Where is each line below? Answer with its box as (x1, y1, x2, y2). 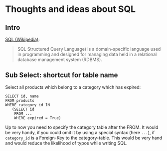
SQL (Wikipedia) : (5, 36, 40, 42)
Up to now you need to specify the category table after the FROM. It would (5, 124, 159, 130)
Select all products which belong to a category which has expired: (5, 84, 141, 90)
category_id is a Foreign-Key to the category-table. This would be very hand (5, 135, 163, 141)
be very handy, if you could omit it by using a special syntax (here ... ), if (5, 129, 155, 135)
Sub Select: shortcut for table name (5, 71, 118, 79)
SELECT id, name (5, 93, 39, 99)
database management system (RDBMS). (17, 57, 102, 63)
